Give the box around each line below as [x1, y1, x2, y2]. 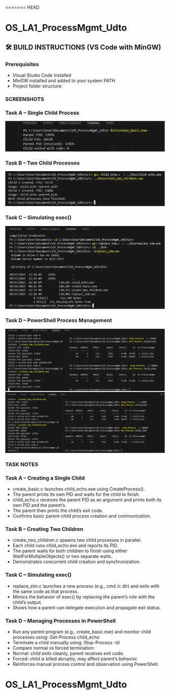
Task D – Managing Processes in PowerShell [5, 617, 116, 624]
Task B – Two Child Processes [5, 159, 80, 167]
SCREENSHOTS [5, 95, 45, 103]
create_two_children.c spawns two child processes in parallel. [12, 537, 142, 543]
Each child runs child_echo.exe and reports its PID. [12, 543, 118, 549]
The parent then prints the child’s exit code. [12, 508, 104, 514]
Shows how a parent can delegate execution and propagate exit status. [12, 604, 161, 611]
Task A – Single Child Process [5, 109, 79, 116]
